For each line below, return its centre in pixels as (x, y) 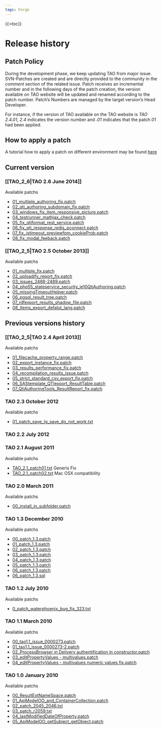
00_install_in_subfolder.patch (41, 506)
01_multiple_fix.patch (33, 271)
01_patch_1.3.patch (31, 544)
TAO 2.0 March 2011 (29, 486)
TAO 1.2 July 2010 (27, 588)
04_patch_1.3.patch (32, 560)
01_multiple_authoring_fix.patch (44, 202)
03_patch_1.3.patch (32, 555)
